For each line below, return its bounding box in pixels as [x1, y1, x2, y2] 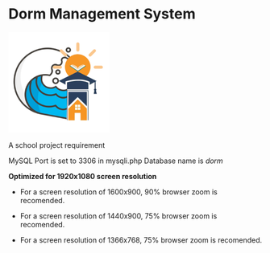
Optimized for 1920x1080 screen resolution [8, 171, 157, 181]
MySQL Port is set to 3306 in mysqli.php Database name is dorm [8, 156, 223, 165]
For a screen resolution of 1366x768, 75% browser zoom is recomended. [19, 235, 263, 245]
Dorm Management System [8, 5, 196, 23]
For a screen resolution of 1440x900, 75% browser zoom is [19, 210, 218, 221]
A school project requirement [8, 140, 106, 149]
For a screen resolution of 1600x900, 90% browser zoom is [19, 186, 218, 197]
